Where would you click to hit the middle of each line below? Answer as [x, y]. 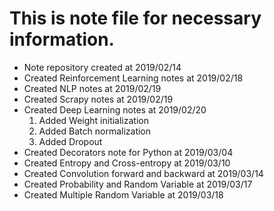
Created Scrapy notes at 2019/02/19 [98, 99]
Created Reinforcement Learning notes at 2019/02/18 [133, 78]
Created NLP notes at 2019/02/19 [92, 88]
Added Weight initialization [93, 120]
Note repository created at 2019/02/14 [102, 67]
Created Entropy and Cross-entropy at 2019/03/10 [127, 163]
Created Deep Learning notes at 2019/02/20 [115, 109]
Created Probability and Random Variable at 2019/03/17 [138, 184]
